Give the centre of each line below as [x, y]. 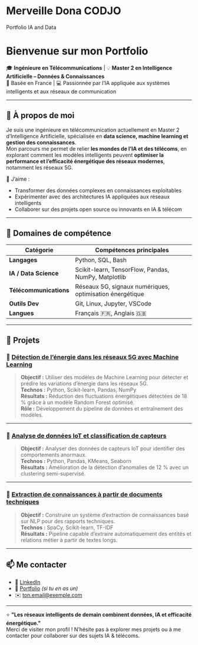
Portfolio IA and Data [31, 27]
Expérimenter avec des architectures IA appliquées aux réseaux [92, 197]
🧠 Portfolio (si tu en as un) [46, 588]
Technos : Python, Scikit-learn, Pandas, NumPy [78, 390]
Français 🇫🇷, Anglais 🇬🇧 [111, 313]
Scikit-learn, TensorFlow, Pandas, [122, 269]
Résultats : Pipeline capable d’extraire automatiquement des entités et [106, 533]
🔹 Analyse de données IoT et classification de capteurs [86, 436]
